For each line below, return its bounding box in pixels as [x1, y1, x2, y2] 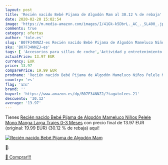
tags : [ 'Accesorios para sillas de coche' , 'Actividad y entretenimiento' [5, 49, 164, 54]
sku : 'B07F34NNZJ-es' [5, 45, 50, 50]
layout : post [5, 7, 32, 13]
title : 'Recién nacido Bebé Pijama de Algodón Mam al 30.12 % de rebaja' [5, 12, 162, 17]
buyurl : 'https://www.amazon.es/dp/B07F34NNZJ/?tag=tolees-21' [5, 91, 140, 96]
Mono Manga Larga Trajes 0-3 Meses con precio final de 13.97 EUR [5, 120, 144, 126]
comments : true [5, 26, 37, 31]
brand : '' [5, 86, 26, 92]
